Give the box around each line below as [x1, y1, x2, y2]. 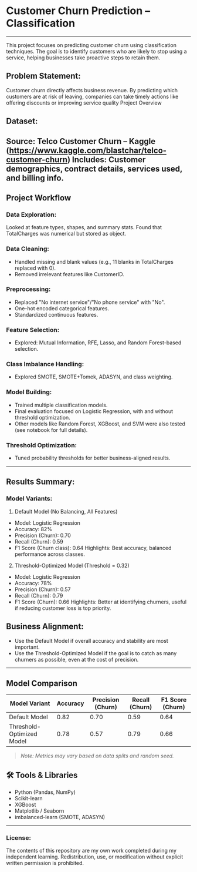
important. [14, 643, 40, 650]
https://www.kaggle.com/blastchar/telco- [9, 145, 167, 155]
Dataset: [6, 116, 38, 126]
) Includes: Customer [67, 155, 146, 165]
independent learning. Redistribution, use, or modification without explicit [6, 853, 184, 860]
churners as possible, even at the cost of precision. [14, 656, 139, 663]
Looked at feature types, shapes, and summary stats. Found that [6, 224, 162, 231]
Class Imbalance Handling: [6, 360, 84, 368]
